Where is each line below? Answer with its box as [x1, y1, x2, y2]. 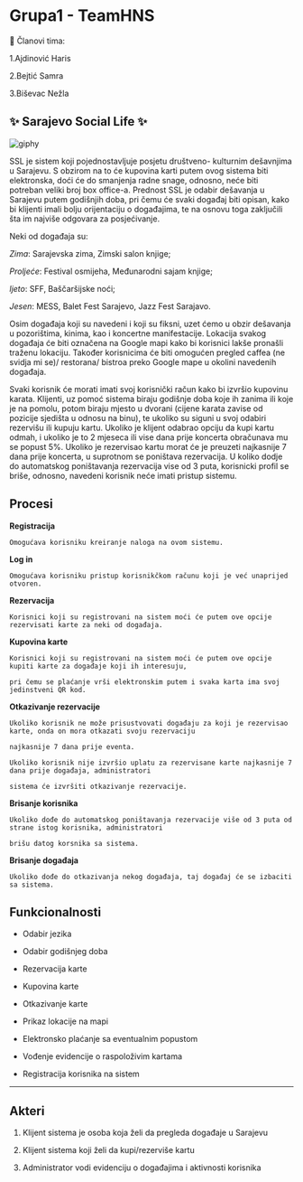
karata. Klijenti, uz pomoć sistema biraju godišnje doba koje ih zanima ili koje [9, 393, 294, 404]
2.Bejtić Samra [9, 70, 64, 81]
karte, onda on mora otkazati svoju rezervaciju [9, 727, 196, 736]
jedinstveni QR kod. [9, 685, 87, 694]
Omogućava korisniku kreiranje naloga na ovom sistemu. [9, 538, 224, 547]
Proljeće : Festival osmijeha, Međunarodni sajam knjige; [9, 266, 214, 277]
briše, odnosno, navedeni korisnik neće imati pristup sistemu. [9, 470, 237, 481]
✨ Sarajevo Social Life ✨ [9, 114, 148, 129]
